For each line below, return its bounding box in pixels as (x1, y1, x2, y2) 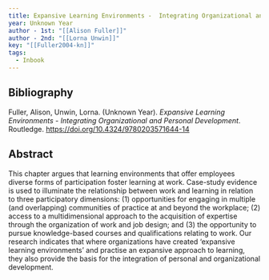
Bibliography (8, 86, 74, 100)
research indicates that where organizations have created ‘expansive (8, 237, 235, 246)
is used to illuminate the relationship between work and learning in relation (8, 186, 254, 195)
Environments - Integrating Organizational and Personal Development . (8, 115, 241, 125)
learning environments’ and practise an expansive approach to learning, (8, 245, 246, 254)
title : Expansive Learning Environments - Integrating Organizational (8, 11, 252, 20)
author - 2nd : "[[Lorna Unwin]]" (8, 34, 120, 42)
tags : (8, 49, 26, 57)
